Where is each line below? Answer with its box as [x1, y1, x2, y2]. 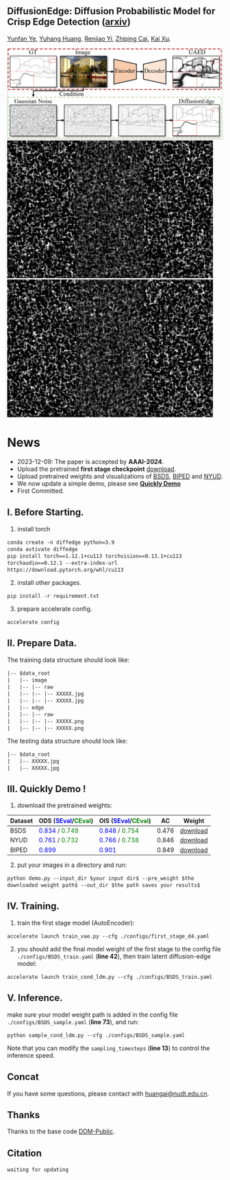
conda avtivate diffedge [7, 546, 78, 553]
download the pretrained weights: [16, 801, 112, 809]
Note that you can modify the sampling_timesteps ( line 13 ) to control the [7, 1043, 210, 1052]
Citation [7, 1147, 42, 1159]
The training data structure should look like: [7, 656, 130, 664]
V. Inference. [7, 992, 63, 1004]
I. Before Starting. [7, 507, 84, 518]
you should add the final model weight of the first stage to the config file [16, 945, 221, 953]
